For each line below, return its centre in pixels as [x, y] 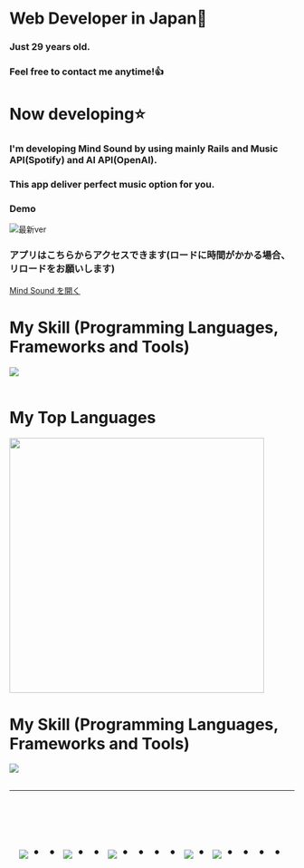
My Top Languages [83, 417]
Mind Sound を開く [45, 290]
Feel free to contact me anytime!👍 [87, 72]
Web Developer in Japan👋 [109, 19]
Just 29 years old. [50, 47]
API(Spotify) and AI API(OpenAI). [83, 160]
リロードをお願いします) [62, 269]
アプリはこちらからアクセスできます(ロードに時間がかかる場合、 [150, 256]
